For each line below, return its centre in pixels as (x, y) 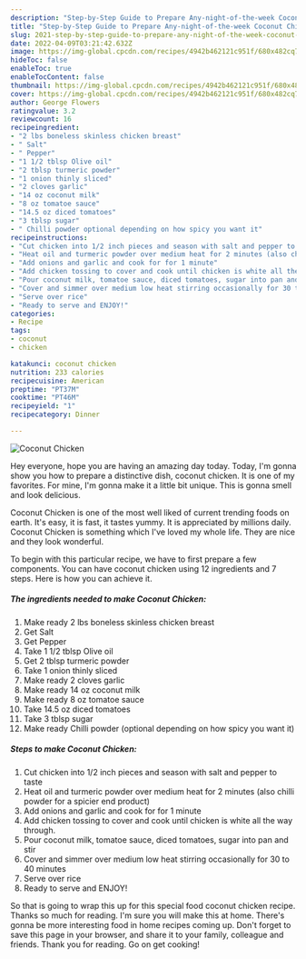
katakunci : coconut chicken (64, 364)
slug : (20, 35)
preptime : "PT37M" (45, 389)
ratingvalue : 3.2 (43, 111)
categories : (33, 314)
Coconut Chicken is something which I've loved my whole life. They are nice (153, 532)
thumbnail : (31, 85)
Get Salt (38, 632)
